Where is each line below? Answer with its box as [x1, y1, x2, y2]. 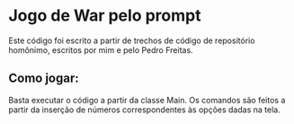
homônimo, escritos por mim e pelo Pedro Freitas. [8, 44, 194, 55]
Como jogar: [8, 71, 80, 86]
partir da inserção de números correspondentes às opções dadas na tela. [8, 104, 281, 115]
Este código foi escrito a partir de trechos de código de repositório [8, 35, 255, 46]
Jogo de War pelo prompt [8, 5, 201, 26]
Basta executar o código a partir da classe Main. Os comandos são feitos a [8, 94, 286, 105]
